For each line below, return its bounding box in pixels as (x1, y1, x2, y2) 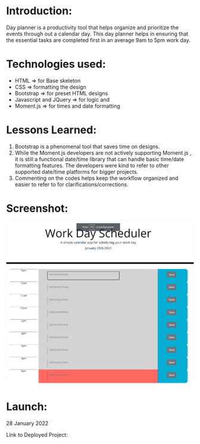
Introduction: (6, 4, 73, 18)
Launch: (6, 400, 48, 413)
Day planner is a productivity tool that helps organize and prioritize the (6, 24, 179, 31)
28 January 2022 (6, 420, 49, 427)
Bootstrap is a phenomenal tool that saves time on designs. (14, 143, 160, 150)
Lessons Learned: (6, 123, 97, 137)
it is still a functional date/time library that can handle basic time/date (14, 155, 185, 162)
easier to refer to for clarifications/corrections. (14, 180, 129, 188)
